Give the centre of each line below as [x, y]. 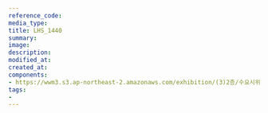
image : [19, 45]
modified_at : [30, 60]
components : [28, 75]
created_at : [28, 68]
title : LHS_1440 [35, 30]
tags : [17, 90]
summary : [23, 38]
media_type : [28, 23]
